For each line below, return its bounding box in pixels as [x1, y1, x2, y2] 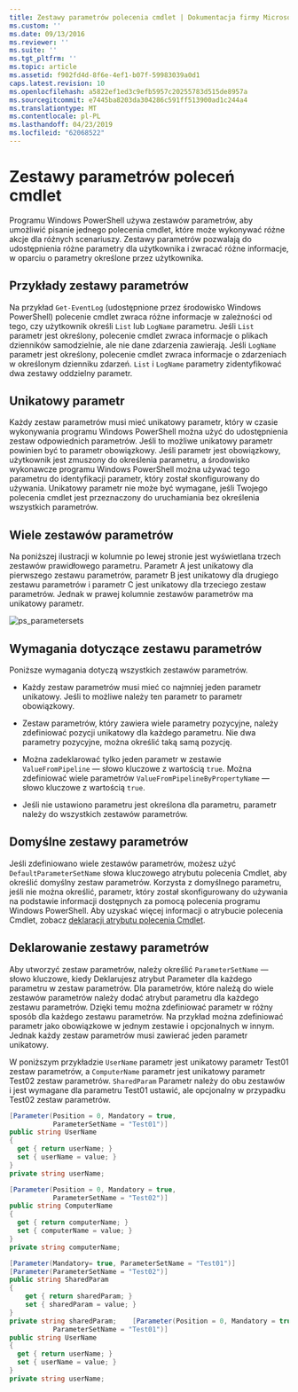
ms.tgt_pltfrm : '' [9, 54, 77, 63]
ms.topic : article [9, 63, 77, 72]
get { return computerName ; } [17, 1218, 129, 1227]
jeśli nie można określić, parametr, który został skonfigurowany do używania [9, 886, 288, 897]
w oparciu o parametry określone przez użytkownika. [9, 252, 204, 263]
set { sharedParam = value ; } [25, 1301, 137, 1309]
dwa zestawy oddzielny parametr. [9, 367, 133, 378]
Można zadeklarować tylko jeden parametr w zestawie [21, 754, 222, 765]
